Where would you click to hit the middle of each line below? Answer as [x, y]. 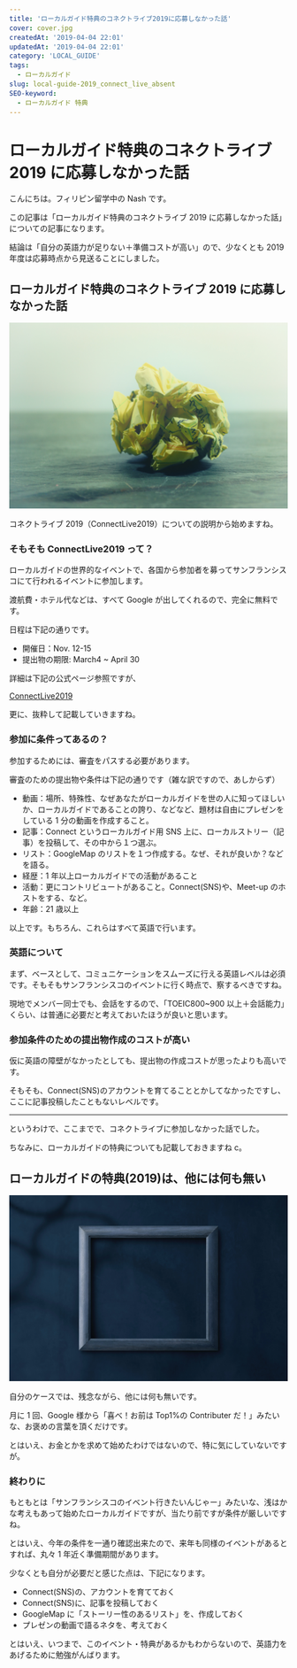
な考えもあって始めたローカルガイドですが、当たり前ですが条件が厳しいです [148, 1513]
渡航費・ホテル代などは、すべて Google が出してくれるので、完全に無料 [140, 600]
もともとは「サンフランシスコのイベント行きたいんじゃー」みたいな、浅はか [148, 1502]
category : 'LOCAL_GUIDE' [55, 56]
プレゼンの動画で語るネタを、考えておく [95, 1625]
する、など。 [69, 898]
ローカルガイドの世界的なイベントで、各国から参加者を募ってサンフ [133, 570]
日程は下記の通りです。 [52, 629]
